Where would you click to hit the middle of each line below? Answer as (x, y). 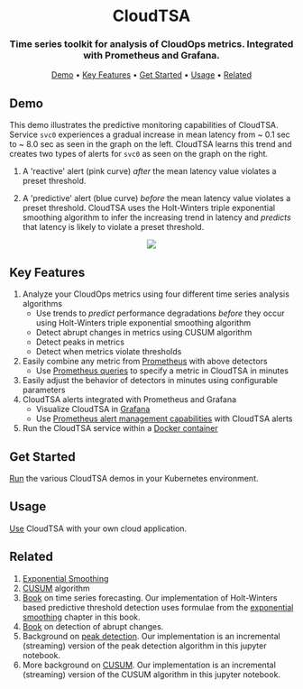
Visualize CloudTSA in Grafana (93, 409)
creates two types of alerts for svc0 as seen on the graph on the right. (139, 154)
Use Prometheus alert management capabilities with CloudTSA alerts (164, 418)
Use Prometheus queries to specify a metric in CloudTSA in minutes (162, 371)
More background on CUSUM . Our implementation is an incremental (149, 665)
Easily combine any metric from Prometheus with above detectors (145, 362)
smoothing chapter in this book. (82, 617)
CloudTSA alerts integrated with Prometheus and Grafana (129, 400)
